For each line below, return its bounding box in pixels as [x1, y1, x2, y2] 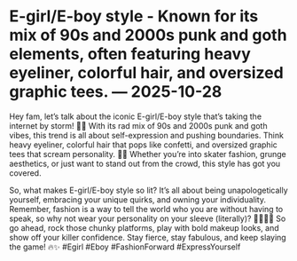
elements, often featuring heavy [9, 44, 251, 64]
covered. [9, 167, 42, 178]
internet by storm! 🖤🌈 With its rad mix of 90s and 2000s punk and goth [9, 120, 268, 130]
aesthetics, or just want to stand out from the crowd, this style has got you [9, 158, 281, 169]
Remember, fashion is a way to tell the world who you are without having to [9, 203, 284, 214]
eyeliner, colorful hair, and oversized [9, 63, 284, 83]
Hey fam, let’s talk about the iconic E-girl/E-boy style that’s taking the [9, 111, 262, 122]
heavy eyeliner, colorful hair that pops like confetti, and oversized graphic [9, 139, 277, 150]
